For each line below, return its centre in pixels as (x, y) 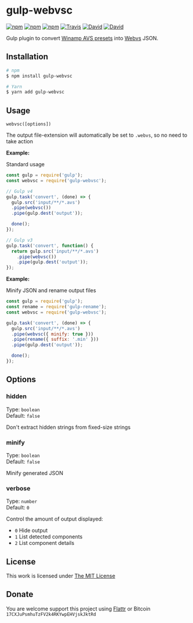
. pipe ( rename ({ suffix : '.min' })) (55, 340)
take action (20, 141)
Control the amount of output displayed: (55, 519)
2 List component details (45, 543)
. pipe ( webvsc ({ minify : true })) (53, 334)
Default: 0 (18, 508)
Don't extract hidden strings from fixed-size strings (68, 427)
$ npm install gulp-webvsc (39, 76)
